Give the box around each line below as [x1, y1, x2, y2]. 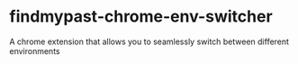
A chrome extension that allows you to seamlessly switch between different [9, 36, 290, 47]
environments [9, 45, 60, 56]
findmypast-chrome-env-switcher [9, 6, 273, 27]
